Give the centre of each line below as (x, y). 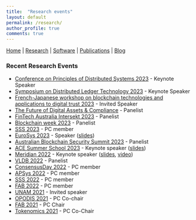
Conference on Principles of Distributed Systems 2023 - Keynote (94, 79)
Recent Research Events (42, 66)
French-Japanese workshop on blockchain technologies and (89, 98)
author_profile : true (33, 28)
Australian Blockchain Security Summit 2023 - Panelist (82, 142)
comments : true (25, 34)
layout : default (26, 17)
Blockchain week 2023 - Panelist (55, 123)
